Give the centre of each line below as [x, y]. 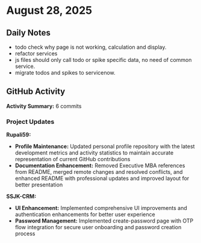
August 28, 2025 [49, 11]
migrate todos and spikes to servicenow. [65, 72]
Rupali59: [19, 135]
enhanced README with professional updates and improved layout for [102, 179]
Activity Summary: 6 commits [44, 106]
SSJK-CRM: [21, 197]
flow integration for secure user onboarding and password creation [98, 227]
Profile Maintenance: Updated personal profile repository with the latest [105, 146]
